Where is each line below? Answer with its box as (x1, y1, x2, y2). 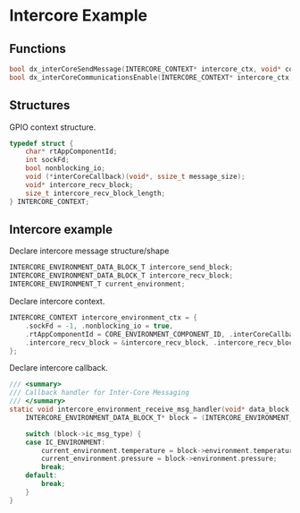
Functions (9, 41, 67, 56)
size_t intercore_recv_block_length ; (25, 189, 166, 198)
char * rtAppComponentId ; (25, 147, 118, 157)
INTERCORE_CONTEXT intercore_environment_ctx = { (9, 313, 198, 322)
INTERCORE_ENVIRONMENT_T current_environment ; (9, 279, 186, 289)
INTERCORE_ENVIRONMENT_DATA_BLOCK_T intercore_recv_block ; (9, 271, 234, 280)
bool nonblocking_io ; (25, 164, 105, 173)
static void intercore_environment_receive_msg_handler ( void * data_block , (9, 405, 294, 414)
